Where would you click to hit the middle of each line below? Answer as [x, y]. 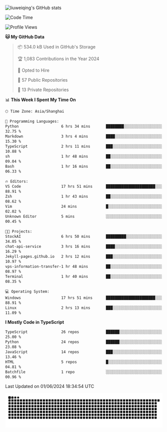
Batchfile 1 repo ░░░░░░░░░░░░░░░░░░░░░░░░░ [84, 372]
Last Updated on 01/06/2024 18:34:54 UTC [50, 386]
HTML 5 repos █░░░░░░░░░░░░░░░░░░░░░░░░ [84, 362]
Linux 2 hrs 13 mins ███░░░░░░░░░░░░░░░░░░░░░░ [84, 308]
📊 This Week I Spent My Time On [40, 100]
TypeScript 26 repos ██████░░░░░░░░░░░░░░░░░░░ [84, 332]
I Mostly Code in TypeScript [34, 322]
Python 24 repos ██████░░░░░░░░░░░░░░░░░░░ [84, 342]
